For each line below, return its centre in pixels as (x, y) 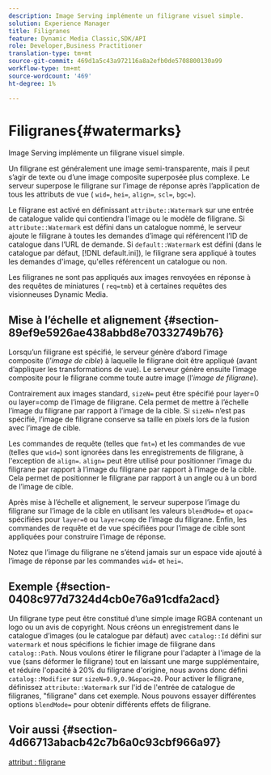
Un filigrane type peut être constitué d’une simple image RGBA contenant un (135, 619)
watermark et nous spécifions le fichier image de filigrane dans (112, 645)
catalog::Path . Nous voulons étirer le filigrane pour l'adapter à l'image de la (135, 653)
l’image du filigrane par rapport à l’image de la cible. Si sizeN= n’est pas (127, 411)
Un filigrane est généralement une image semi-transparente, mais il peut (129, 169)
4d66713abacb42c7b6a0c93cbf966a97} (115, 742)
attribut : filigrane (37, 762)
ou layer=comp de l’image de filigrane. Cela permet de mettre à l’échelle (129, 402)
